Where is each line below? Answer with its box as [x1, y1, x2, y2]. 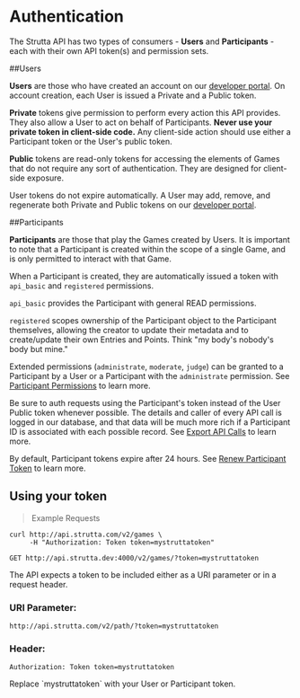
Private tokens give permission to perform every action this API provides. [9, 107, 281, 118]
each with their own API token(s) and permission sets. [9, 45, 209, 56]
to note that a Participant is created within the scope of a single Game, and [9, 243, 286, 254]
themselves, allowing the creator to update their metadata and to [9, 324, 249, 335]
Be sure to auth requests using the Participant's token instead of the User [9, 397, 281, 408]
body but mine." [9, 343, 69, 354]
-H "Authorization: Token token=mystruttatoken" [29, 537, 216, 547]
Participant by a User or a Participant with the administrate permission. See [9, 370, 290, 381]
